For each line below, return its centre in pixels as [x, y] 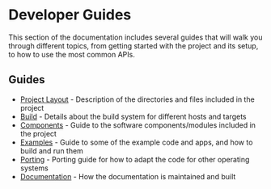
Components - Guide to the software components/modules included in [138, 125]
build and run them [51, 150]
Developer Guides [70, 15]
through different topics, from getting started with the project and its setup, [133, 45]
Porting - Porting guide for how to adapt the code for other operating [135, 159]
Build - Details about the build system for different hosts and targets [133, 116]
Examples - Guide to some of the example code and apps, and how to [136, 142]
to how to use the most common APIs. [72, 54]
